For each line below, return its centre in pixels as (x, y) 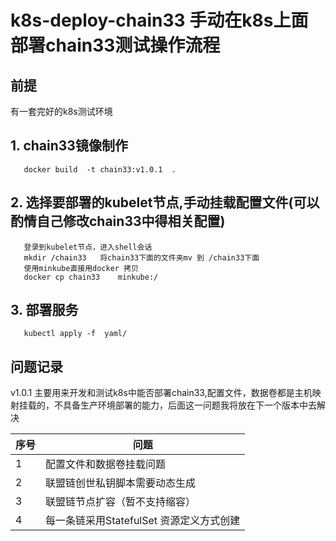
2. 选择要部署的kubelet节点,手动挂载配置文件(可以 (165, 202)
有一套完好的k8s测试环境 (61, 111)
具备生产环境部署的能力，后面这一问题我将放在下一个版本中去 (189, 405)
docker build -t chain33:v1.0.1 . (100, 169)
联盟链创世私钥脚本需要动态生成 (121, 483)
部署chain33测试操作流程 (115, 45)
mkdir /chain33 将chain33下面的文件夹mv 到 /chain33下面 (141, 257)
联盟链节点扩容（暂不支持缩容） (121, 502)
